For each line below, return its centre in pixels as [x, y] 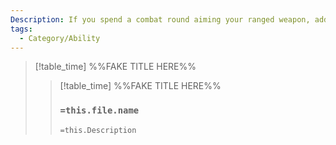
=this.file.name [99, 110]
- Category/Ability [60, 38]
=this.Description [98, 130]
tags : [21, 29]
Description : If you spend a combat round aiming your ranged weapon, [160, 19]
